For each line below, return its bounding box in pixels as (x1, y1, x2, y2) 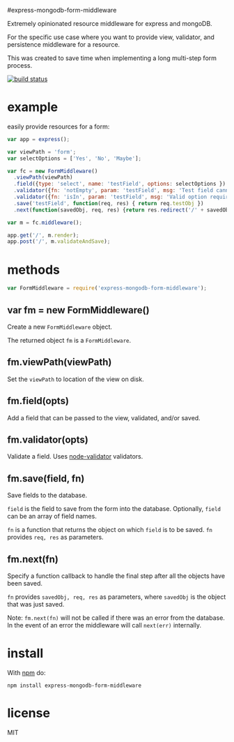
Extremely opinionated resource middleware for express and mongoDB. (7, 20, 212, 27)
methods (7, 262, 61, 278)
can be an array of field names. (7, 512, 97, 521)
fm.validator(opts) (7, 433, 88, 445)
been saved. (7, 579, 43, 587)
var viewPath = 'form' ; (7, 148, 77, 156)
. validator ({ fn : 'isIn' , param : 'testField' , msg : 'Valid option (13, 193, 208, 201)
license (7, 705, 51, 721)
